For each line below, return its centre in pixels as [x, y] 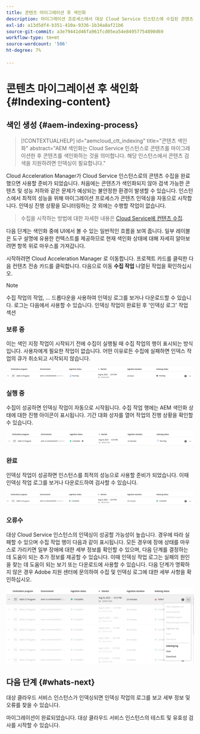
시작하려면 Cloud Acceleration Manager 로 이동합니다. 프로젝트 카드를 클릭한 [97, 258]
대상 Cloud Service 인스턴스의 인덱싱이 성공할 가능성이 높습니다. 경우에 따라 [95, 534]
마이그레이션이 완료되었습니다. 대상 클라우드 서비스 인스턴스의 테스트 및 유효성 [97, 718]
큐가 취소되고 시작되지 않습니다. [54, 358]
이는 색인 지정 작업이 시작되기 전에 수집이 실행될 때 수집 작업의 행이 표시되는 [94, 343]
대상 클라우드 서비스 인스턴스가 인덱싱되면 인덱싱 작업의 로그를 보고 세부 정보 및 [98, 698]
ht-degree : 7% [24, 51]
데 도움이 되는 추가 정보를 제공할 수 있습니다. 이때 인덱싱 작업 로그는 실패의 [93, 557]
